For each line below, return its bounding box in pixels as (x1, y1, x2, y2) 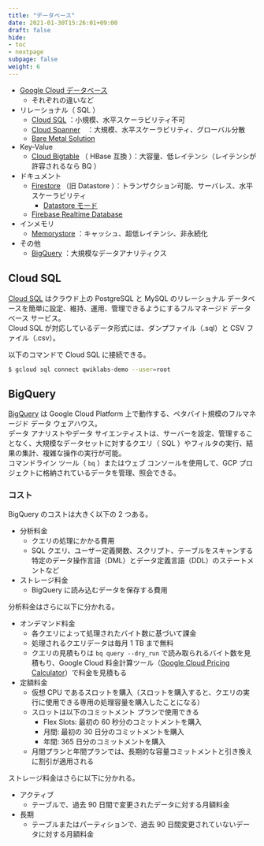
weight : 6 (8, 63, 41, 71)
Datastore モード (43, 200, 99, 210)
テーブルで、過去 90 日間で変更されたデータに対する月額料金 (31, 800, 230, 809)
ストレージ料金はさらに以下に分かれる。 (8, 773, 139, 782)
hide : (8, 33, 26, 42)
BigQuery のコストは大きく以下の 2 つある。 (8, 509, 152, 518)
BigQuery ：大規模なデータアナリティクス (31, 248, 167, 258)
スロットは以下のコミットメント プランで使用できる (31, 707, 199, 717)
